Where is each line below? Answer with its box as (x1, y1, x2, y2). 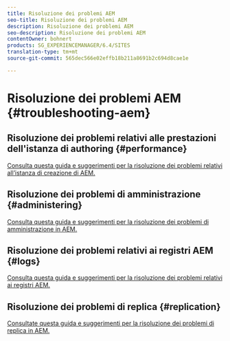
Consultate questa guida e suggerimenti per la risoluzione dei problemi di (7, 319, 215, 327)
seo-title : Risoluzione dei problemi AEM (7, 16, 128, 23)
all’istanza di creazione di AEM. (7, 168, 96, 177)
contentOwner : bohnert (7, 36, 72, 43)
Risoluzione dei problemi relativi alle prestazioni (7, 132, 216, 144)
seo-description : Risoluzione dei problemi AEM (7, 29, 146, 36)
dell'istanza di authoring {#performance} (7, 143, 187, 155)
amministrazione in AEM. (7, 225, 78, 233)
